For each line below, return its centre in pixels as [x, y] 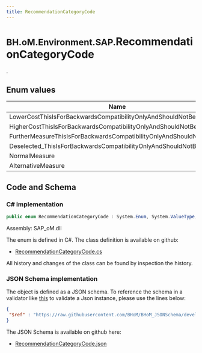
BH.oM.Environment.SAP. [61, 42]
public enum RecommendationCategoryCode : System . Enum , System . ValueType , [102, 217]
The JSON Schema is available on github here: [64, 332]
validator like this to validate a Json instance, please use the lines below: [96, 298]
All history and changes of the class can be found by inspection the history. [100, 263]
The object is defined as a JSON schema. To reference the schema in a [94, 292]
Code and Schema [41, 187]
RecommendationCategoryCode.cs [58, 251]
